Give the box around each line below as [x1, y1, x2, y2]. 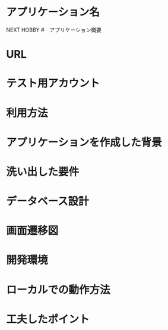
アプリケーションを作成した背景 [6, 135, 162, 149]
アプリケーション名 [6, 5, 100, 19]
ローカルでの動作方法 [6, 283, 111, 297]
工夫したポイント [6, 312, 90, 326]
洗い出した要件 [6, 165, 80, 179]
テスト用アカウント [6, 77, 100, 90]
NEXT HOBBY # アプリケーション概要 [6, 26, 102, 33]
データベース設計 [6, 195, 89, 208]
